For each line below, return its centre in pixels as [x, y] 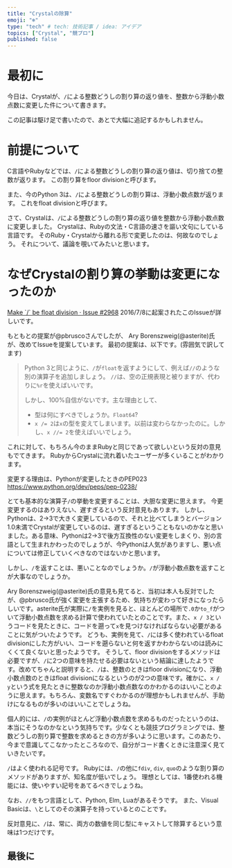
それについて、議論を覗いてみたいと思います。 [87, 244]
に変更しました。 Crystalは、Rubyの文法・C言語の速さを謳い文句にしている [116, 227]
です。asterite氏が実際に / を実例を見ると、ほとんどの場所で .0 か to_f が [119, 609]
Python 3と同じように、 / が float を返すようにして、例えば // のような [122, 368]
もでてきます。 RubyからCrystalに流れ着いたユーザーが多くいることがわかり [116, 455]
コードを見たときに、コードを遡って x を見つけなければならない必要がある [118, 626]
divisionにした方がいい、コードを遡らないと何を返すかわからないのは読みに [115, 643]
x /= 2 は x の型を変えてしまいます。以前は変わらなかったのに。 [124, 423]
